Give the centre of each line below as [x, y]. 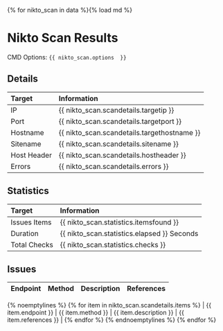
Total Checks [32, 244]
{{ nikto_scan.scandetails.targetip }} [116, 110]
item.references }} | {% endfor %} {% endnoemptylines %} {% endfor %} [112, 320]
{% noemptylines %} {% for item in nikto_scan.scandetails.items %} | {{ [109, 305]
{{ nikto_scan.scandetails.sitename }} [118, 143]
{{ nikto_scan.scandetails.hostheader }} [123, 155]
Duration [25, 233]
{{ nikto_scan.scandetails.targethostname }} [130, 132]
